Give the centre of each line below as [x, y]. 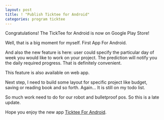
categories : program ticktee [35, 19]
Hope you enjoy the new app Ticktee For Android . [56, 112]
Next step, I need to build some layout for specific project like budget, [76, 82]
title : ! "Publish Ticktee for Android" [48, 14]
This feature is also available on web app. [48, 73]
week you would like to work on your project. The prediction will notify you [81, 58]
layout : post [19, 10]
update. [13, 103]
